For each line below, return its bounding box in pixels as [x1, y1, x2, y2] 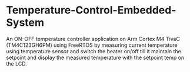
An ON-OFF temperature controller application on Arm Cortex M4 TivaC [6, 35, 181, 42]
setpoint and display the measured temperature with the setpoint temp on [6, 54, 185, 61]
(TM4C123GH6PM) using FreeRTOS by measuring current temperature [6, 42, 178, 49]
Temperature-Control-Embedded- [6, 4, 176, 17]
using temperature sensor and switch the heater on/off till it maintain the [6, 47, 181, 54]
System [6, 16, 45, 29]
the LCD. [6, 60, 28, 67]
